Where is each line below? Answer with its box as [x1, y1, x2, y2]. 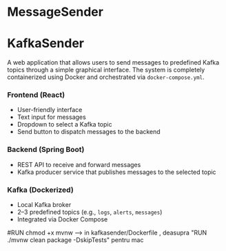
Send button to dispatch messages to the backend [17, 128, 161, 136]
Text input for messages [17, 113, 86, 121]
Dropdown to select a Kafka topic [17, 120, 112, 129]
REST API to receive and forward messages [17, 160, 141, 168]
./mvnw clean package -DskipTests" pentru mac [7, 236, 144, 244]
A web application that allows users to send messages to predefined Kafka [7, 58, 220, 67]
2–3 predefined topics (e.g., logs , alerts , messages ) [17, 208, 163, 217]
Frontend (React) [7, 90, 65, 100]
